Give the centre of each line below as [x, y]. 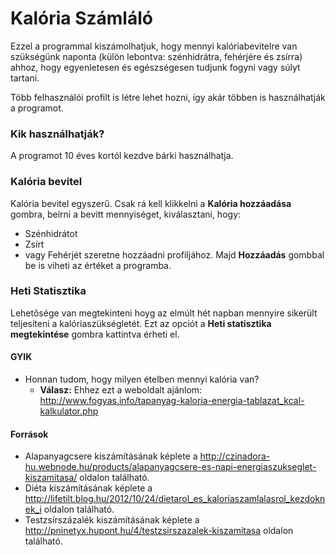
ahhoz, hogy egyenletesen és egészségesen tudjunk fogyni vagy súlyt [155, 67]
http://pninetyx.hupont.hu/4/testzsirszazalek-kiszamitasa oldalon [159, 531]
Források [29, 434]
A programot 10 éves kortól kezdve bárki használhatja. [122, 156]
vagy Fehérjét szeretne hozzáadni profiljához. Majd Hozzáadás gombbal [174, 254]
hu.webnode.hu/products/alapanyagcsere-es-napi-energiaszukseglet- [170, 467]
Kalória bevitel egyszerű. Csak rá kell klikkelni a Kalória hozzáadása [151, 203]
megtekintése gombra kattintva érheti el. [95, 334]
